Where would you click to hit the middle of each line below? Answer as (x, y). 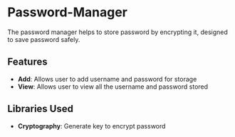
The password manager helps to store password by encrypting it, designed (117, 32)
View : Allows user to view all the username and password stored (113, 87)
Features (27, 62)
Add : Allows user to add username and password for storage (107, 79)
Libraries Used (40, 109)
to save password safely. (44, 39)
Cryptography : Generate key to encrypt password (92, 126)
